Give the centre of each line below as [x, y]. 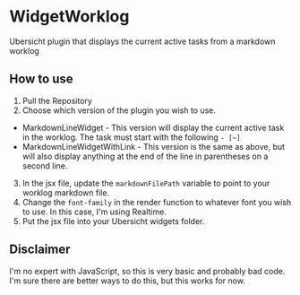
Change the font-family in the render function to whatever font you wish [157, 202]
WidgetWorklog [69, 17]
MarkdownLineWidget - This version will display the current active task [153, 127]
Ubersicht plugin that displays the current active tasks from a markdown [142, 41]
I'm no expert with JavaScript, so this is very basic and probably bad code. [147, 271]
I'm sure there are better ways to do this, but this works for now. [128, 281]
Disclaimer [40, 250]
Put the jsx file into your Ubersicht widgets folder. [113, 221]
